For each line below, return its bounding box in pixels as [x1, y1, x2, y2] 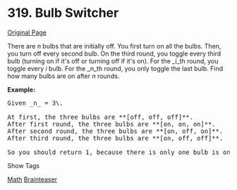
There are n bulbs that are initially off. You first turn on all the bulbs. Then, [7, 42, 221, 50]
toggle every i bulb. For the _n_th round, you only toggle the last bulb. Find [7, 64, 224, 72]
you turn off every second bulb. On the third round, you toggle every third [7, 49, 221, 58]
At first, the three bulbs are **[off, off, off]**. [7, 113, 194, 121]
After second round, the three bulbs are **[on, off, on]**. [7, 127, 224, 135]
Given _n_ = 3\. [7, 99, 63, 107]
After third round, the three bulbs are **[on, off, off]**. [7, 134, 224, 142]
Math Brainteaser [7, 175, 58, 184]
